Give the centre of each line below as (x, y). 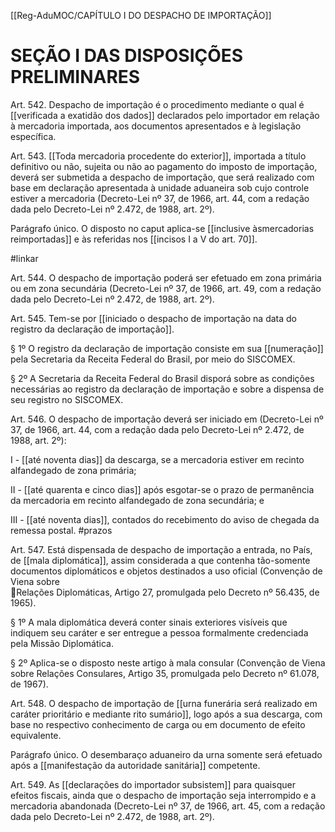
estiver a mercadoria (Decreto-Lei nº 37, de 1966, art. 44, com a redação (160, 198)
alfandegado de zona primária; (73, 470)
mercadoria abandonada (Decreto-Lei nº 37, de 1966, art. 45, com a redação (168, 806)
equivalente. (36, 735)
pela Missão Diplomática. (62, 643)
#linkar (24, 258)
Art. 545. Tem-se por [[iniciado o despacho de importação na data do (154, 318)
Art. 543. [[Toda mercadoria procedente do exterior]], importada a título (158, 156)
